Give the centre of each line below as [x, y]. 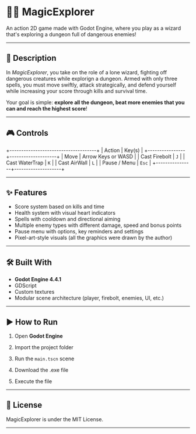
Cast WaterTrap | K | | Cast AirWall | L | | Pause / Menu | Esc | [79, 163]
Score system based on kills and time [60, 206]
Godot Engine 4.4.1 [38, 280]
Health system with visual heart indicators [65, 213]
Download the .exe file [41, 370]
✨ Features [27, 192]
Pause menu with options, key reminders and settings [79, 232]
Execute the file [33, 381]
